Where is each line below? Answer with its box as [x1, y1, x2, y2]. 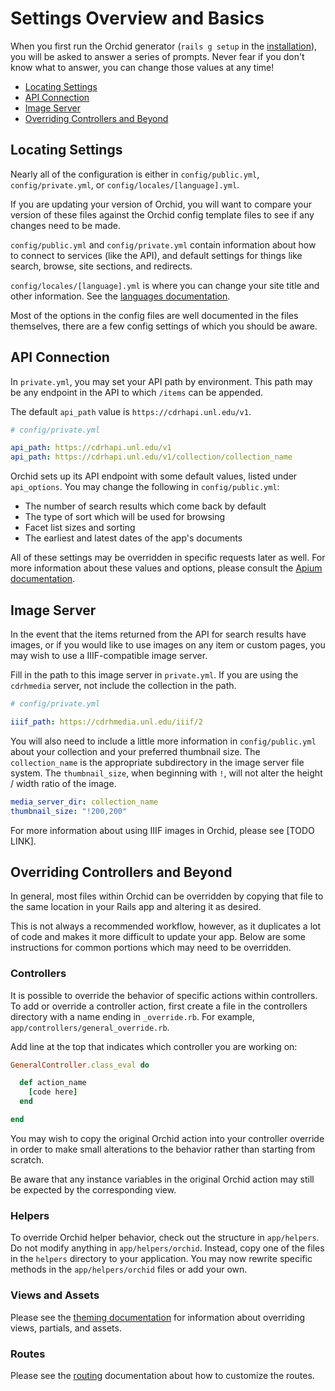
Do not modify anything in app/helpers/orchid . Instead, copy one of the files [10, 1242, 325, 1254]
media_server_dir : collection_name [10, 797, 159, 807]
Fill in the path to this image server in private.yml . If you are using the [10, 669, 299, 681]
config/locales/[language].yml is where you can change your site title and [10, 279, 320, 291]
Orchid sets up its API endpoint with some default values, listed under [10, 470, 298, 482]
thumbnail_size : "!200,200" [10, 806, 128, 816]
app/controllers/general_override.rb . [10, 1021, 170, 1033]
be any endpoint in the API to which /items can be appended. [10, 386, 264, 398]
